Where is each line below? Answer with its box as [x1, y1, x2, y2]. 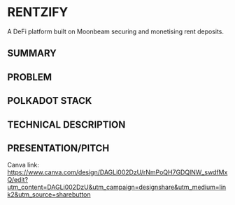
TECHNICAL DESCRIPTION [7, 119, 126, 130]
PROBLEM [7, 71, 52, 83]
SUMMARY [7, 47, 57, 59]
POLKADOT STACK [7, 95, 92, 107]
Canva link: [7, 161, 40, 169]
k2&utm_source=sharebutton [7, 190, 91, 199]
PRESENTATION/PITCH [7, 142, 110, 154]
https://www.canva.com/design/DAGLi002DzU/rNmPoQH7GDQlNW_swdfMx [7, 168, 228, 176]
